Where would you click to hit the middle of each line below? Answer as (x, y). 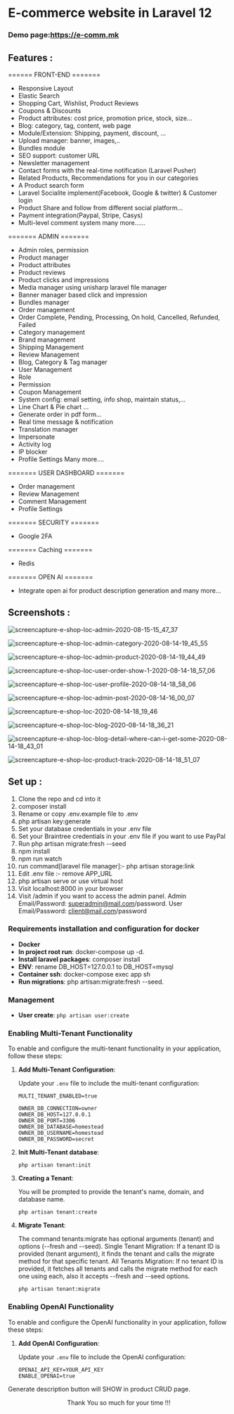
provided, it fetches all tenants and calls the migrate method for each (118, 1269)
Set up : (25, 782)
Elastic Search (39, 96)
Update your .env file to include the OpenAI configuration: (102, 1357)
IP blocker (33, 451)
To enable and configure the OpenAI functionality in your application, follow (117, 1322)
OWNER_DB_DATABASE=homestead (61, 1127)
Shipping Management (51, 347)
